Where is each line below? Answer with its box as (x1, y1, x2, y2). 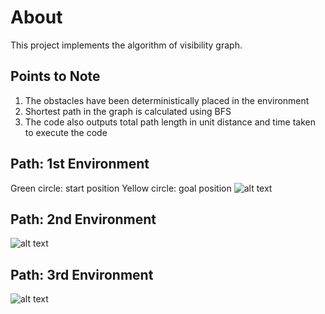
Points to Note (10, 68, 101, 85)
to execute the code (24, 126, 108, 138)
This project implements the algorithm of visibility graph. (10, 39, 243, 51)
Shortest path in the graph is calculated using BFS (24, 105, 232, 117)
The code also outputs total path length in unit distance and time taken (24, 116, 316, 128)
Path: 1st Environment (10, 156, 150, 173)
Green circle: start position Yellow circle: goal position (10, 182, 232, 194)
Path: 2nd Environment (10, 211, 157, 228)
